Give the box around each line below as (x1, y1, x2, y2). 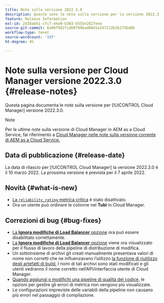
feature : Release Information (5, 16, 67, 21)
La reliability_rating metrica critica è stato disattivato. (12, 197, 127, 202)
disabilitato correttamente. (12, 235, 66, 240)
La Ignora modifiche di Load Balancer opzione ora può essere (12, 230, 139, 236)
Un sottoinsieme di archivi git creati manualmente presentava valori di (12, 250, 154, 256)
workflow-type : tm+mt (5, 30, 50, 35)
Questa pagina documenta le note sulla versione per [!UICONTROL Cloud (5, 102, 153, 108)
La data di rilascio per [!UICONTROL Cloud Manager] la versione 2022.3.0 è (5, 164, 159, 170)
